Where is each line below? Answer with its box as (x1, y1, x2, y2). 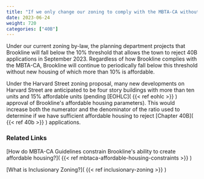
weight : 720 (6, 20, 36, 26)
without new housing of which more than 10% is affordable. (6, 68, 155, 76)
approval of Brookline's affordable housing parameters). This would (6, 100, 175, 107)
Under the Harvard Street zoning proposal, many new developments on (6, 80, 185, 87)
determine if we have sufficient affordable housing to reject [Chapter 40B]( (6, 112, 194, 120)
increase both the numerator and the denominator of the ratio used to (6, 106, 180, 113)
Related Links (6, 134, 47, 143)
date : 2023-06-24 (6, 15, 50, 21)
